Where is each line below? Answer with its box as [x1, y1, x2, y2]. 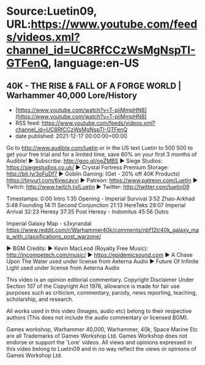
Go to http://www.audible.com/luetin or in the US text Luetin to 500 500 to [6, 144, 193, 151]
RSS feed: [15, 119, 41, 127]
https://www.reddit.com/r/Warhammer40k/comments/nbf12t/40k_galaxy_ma [6, 226, 199, 234]
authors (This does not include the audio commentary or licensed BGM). [6, 314, 188, 321]
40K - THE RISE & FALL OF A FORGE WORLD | [6, 81, 182, 91]
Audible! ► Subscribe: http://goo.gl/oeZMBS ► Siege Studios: [6, 157, 163, 164]
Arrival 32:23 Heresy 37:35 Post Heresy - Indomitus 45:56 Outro [6, 208, 169, 215]
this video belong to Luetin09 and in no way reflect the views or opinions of [6, 345, 197, 352]
